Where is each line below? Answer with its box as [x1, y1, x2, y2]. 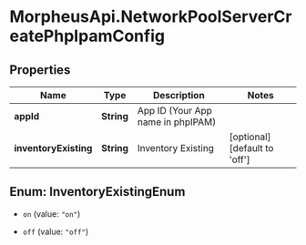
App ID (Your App [137, 105, 212, 117]
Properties [9, 62, 71, 77]
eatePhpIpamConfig [9, 26, 166, 46]
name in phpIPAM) [137, 116, 217, 128]
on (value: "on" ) [22, 208, 81, 219]
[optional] [229, 130, 271, 143]
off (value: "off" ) [22, 226, 89, 237]
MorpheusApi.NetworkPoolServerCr [9, 6, 292, 27]
